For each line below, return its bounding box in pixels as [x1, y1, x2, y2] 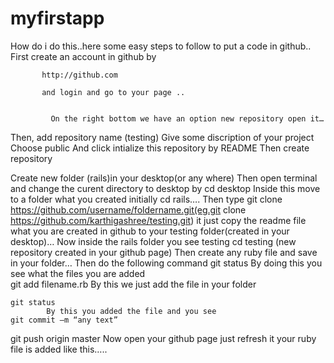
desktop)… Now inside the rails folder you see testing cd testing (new [10, 235, 297, 247]
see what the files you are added [10, 267, 146, 279]
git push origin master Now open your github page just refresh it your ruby [10, 332, 317, 344]
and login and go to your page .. [41, 87, 186, 97]
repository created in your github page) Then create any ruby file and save [10, 246, 318, 258]
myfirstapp [10, 7, 105, 30]
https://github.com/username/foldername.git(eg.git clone [10, 203, 247, 216]
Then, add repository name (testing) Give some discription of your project [10, 131, 315, 143]
